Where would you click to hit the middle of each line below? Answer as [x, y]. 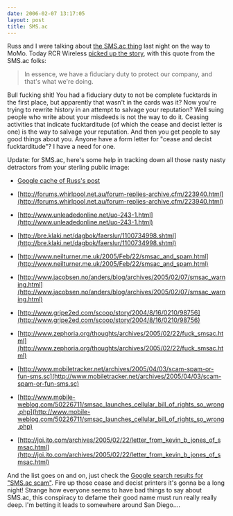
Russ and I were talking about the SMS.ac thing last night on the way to [109, 46]
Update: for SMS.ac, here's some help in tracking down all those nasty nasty [116, 160]
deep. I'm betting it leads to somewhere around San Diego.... [94, 505]
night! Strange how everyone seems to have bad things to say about [105, 490]
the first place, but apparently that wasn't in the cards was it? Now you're [112, 103]
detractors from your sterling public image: [68, 168]
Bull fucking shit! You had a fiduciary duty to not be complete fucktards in [112, 95]
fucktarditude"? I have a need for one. [61, 147]
